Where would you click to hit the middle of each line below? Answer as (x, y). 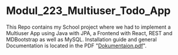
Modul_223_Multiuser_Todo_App (88, 11)
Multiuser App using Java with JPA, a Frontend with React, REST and (89, 33)
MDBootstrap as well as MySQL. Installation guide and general (81, 39)
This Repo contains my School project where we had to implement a (88, 27)
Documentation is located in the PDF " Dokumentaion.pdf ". (76, 46)
